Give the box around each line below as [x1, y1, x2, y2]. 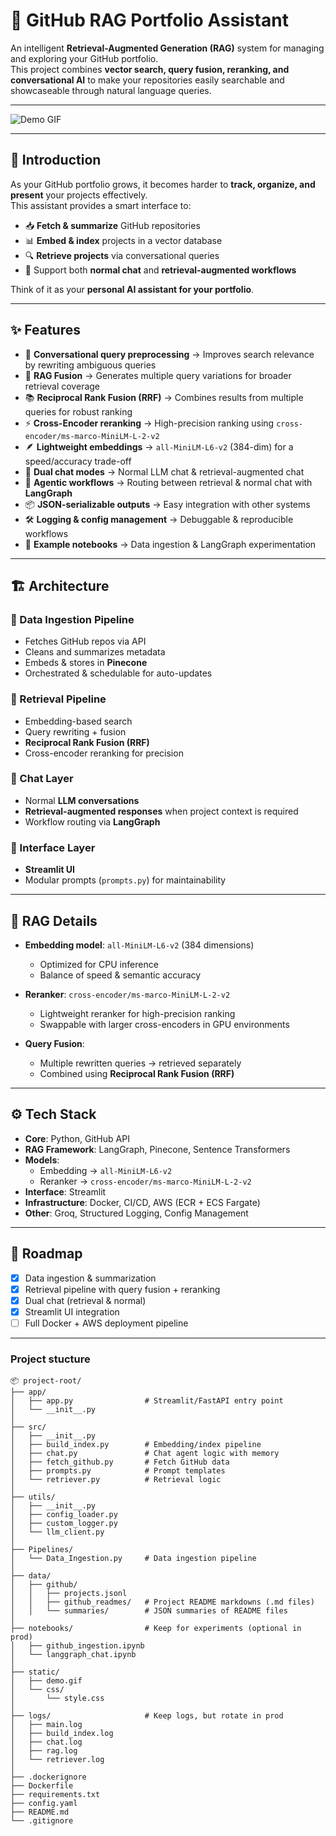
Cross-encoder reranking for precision [24, 747, 184, 759]
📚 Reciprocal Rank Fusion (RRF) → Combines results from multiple [24, 391, 304, 403]
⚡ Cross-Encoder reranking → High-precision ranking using [24, 417, 275, 429]
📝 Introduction [10, 152, 102, 169]
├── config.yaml [10, 1799, 78, 1809]
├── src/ [10, 1422, 47, 1433]
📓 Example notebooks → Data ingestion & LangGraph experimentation [24, 538, 317, 550]
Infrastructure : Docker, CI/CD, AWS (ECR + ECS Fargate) [24, 1196, 261, 1208]
